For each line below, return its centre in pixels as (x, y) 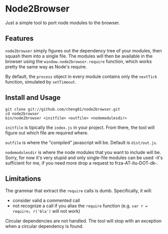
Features (19, 38)
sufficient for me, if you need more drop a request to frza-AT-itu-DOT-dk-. (82, 163)
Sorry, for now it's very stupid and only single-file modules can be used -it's (84, 158)
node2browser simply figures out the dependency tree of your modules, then (83, 50)
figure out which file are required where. (47, 133)
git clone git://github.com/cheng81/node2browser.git (63, 109)
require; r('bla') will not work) (46, 211)
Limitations (23, 178)
